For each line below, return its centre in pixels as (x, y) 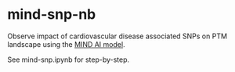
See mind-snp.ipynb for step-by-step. (69, 59)
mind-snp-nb (52, 14)
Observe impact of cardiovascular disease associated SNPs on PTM (117, 36)
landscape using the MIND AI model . (67, 44)
